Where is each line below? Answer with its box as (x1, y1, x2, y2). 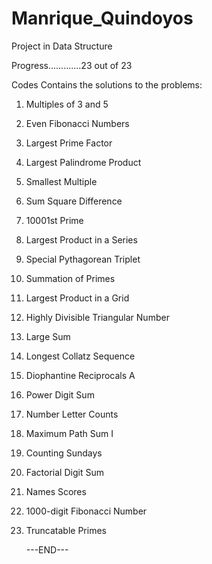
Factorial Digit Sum (25, 466, 104, 478)
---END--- (25, 543, 69, 556)
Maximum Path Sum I (25, 427, 114, 439)
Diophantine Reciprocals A (25, 369, 136, 381)
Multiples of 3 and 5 (25, 98, 109, 110)
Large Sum (25, 330, 71, 342)
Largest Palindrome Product (25, 156, 142, 168)
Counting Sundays (25, 447, 103, 459)
